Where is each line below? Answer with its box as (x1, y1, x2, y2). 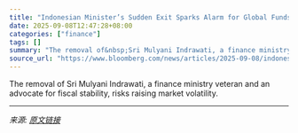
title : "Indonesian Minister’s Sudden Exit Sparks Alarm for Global (9, 12, 268, 22)
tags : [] (9, 37, 42, 47)
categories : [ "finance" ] (9, 29, 101, 38)
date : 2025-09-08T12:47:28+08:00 (9, 21, 133, 30)
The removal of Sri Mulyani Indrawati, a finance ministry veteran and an (9, 79, 271, 89)
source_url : (9, 54, 53, 63)
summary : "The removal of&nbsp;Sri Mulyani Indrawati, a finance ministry (9, 46, 292, 55)
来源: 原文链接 (9, 114, 60, 125)
